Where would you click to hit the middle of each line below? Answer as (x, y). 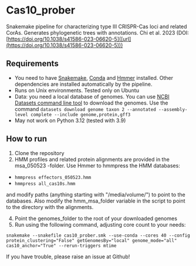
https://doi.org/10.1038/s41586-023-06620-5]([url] (70, 39)
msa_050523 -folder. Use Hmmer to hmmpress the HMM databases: (97, 166)
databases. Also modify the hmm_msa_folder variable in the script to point (96, 201)
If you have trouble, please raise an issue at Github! (68, 257)
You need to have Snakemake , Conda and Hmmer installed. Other (94, 78)
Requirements (32, 64)
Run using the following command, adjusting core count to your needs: (100, 224)
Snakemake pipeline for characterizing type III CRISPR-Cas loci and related (97, 26)
